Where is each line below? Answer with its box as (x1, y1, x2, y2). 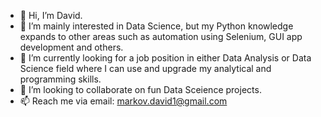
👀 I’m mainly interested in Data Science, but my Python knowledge (19, 20, 294, 32)
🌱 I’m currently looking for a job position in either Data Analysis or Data (19, 52, 312, 64)
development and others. (19, 41, 124, 53)
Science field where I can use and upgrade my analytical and (19, 63, 272, 74)
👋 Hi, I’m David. (19, 10, 83, 21)
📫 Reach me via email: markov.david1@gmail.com (19, 95, 228, 107)
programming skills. (19, 73, 102, 85)
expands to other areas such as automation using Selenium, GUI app (19, 31, 303, 42)
